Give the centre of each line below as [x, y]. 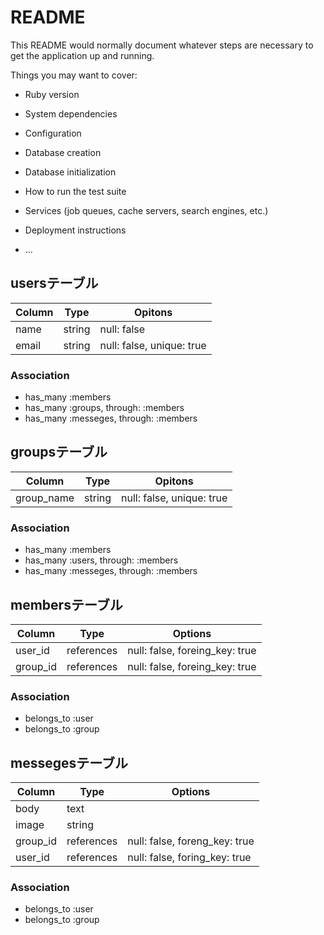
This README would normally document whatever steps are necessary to [162, 45]
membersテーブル [66, 604]
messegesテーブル [69, 762]
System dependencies [71, 113]
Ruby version [52, 94]
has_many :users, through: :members [101, 560]
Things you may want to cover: [74, 75]
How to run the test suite [75, 191]
